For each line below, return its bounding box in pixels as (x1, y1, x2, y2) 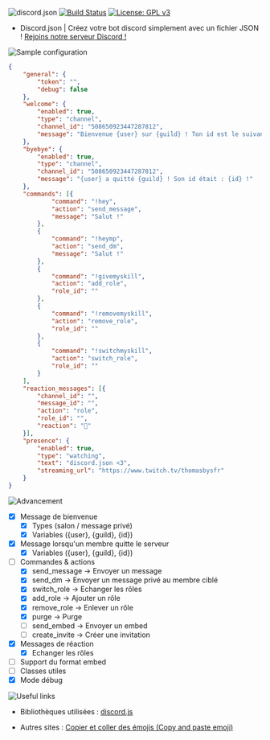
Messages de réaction (19, 639, 94, 648)
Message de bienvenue (19, 512, 98, 521)
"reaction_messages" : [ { (22, 384, 106, 393)
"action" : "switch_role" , (51, 355, 138, 363)
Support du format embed (19, 656, 107, 667)
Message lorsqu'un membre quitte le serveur (19, 539, 170, 549)
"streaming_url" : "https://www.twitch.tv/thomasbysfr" (37, 467, 225, 475)
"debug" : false (37, 85, 88, 93)
